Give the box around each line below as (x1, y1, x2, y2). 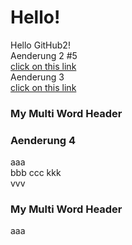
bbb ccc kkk (10, 167, 62, 179)
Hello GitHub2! (10, 39, 71, 51)
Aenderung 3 (10, 71, 65, 83)
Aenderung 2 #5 (10, 49, 78, 61)
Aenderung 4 (10, 133, 77, 147)
